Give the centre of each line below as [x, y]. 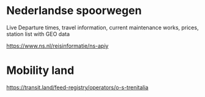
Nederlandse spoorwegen [74, 11]
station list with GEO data [38, 34]
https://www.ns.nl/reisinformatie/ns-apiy [58, 46]
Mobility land [40, 70]
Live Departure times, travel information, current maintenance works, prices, [102, 27]
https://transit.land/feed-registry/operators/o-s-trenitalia [77, 87]
